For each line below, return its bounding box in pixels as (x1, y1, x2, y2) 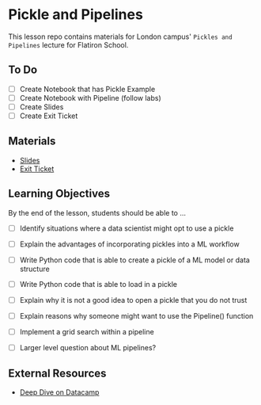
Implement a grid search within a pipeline (19, 327, 154, 336)
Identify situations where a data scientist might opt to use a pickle (19, 224, 234, 233)
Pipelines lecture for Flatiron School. (8, 40, 129, 49)
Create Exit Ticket (19, 111, 78, 120)
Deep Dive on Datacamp (19, 387, 100, 397)
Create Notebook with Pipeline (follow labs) (19, 93, 162, 102)
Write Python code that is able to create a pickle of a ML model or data (19, 255, 251, 265)
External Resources (8, 366, 107, 380)
